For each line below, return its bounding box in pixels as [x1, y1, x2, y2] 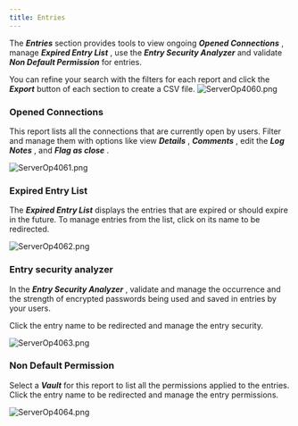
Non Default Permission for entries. [9, 56, 143, 67]
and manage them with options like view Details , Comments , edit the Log [9, 135, 285, 146]
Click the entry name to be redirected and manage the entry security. [9, 320, 263, 330]
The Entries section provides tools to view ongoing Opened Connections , [9, 38, 284, 48]
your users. [9, 303, 51, 313]
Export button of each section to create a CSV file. [9, 83, 195, 94]
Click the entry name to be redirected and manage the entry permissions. [9, 389, 279, 400]
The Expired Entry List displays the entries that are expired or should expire [9, 205, 288, 215]
